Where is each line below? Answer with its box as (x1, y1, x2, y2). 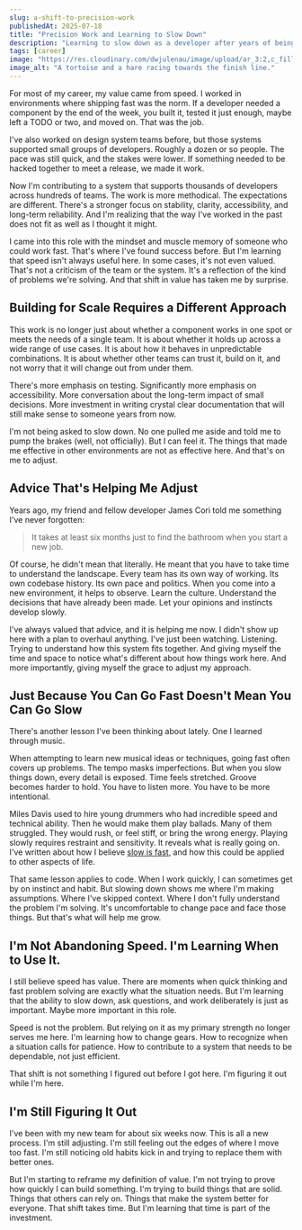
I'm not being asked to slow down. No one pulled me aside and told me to (9, 426, 281, 436)
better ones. (9, 1156, 55, 1167)
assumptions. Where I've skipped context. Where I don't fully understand (9, 893, 280, 904)
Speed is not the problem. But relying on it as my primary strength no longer (9, 1022, 291, 1033)
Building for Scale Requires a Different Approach (9, 301, 288, 316)
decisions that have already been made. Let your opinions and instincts (9, 597, 273, 607)
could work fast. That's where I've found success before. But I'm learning (9, 245, 281, 256)
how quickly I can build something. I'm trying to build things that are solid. (9, 1183, 283, 1194)
